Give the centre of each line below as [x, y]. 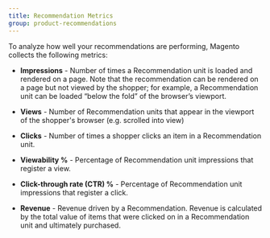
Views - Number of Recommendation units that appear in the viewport [137, 111]
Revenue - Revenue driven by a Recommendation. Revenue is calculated [141, 208]
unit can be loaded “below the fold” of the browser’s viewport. [123, 96]
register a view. [45, 168]
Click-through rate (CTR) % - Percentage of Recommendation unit [131, 184]
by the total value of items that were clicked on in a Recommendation [135, 216]
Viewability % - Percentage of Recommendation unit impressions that [137, 160]
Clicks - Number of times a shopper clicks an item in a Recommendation [141, 135]
